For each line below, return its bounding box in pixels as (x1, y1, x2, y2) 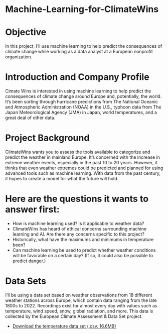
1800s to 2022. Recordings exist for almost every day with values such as (5, 302, 157, 308)
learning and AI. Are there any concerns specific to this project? (12, 231, 144, 237)
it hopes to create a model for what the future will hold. (5, 176, 119, 181)
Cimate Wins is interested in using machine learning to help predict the (5, 88, 151, 94)
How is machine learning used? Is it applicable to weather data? (12, 220, 144, 227)
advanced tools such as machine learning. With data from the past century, (5, 170, 160, 176)
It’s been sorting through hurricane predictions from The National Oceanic (5, 99, 158, 105)
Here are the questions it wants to (5, 193, 149, 204)
